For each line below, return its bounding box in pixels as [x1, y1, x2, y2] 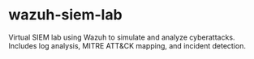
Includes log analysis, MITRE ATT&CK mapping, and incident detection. [8, 40, 246, 50]
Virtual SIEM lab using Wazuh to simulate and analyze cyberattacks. [8, 32, 235, 42]
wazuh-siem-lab [8, 6, 123, 24]
